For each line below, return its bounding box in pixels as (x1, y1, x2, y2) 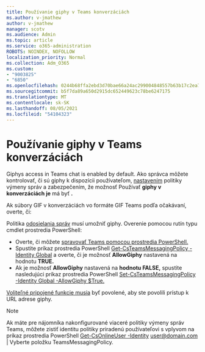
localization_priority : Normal (6, 54, 86, 60)
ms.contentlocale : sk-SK (6, 99, 70, 106)
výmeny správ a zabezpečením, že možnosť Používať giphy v (6, 184, 162, 191)
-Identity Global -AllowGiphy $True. (15, 277, 105, 284)
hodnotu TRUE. (15, 257, 54, 265)
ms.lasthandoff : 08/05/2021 (6, 105, 78, 112)
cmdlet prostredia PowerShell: (6, 226, 82, 234)
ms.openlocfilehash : (6, 83, 59, 89)
